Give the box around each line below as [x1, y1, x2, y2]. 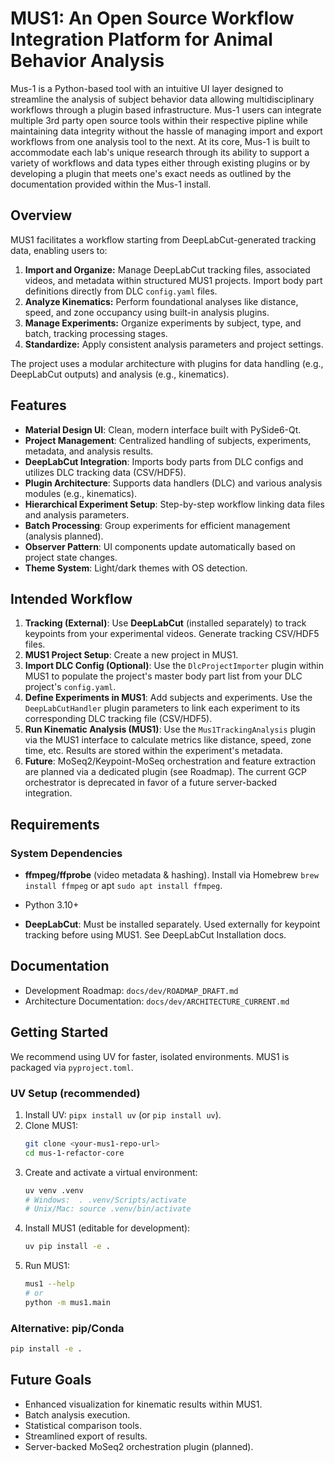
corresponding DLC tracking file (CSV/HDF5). [24, 713, 213, 725]
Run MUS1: [24, 1260, 71, 1272]
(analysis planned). [24, 530, 104, 542]
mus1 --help [24, 1279, 75, 1289]
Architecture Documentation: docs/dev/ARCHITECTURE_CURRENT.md [24, 995, 290, 1007]
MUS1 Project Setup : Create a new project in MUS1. [24, 649, 239, 661]
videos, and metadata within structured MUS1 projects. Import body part [24, 274, 323, 286]
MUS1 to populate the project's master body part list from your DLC [24, 670, 303, 682]
